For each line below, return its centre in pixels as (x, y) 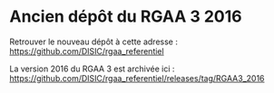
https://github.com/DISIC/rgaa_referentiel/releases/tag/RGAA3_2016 (137, 78)
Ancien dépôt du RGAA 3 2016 (126, 17)
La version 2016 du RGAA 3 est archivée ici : (92, 69)
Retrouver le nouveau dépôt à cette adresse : (94, 42)
